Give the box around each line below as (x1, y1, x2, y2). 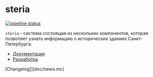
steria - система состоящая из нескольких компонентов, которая (5, 30, 148, 36)
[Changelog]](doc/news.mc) (5, 66, 65, 72)
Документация (12, 51, 45, 57)
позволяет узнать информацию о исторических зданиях (5, 35, 127, 42)
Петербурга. (5, 41, 32, 47)
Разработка (12, 56, 38, 62)
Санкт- (128, 35, 143, 42)
